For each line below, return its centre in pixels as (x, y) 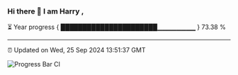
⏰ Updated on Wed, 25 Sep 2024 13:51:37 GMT (76, 50)
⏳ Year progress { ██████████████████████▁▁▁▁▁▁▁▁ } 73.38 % (117, 27)
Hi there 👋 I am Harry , (46, 11)
